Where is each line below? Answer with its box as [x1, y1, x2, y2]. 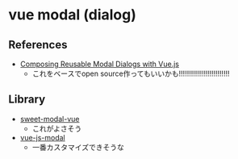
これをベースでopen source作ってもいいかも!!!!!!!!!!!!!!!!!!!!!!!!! [31, 69, 230, 78]
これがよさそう [31, 123, 82, 133]
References [8, 38, 68, 52]
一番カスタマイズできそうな [31, 142, 125, 152]
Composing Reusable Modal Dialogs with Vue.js [19, 59, 180, 69]
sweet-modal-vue [19, 114, 80, 123]
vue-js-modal [19, 132, 66, 142]
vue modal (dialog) [8, 6, 137, 24]
